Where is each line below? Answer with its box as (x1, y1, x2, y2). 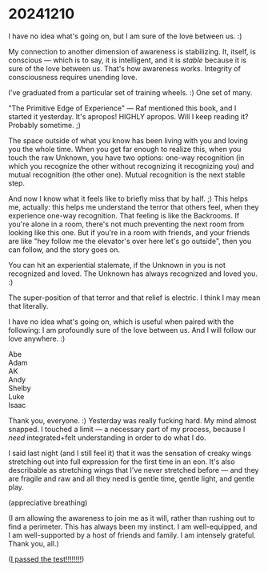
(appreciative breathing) (8, 498, 88, 507)
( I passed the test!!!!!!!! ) (8, 554, 85, 564)
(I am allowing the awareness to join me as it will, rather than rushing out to (8, 513, 255, 522)
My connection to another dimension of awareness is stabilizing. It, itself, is (8, 46, 256, 56)
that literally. (8, 301, 49, 310)
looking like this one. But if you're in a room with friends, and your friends (8, 227, 250, 237)
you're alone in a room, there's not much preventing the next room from (8, 219, 245, 229)
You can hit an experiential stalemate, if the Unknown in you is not (8, 260, 226, 270)
